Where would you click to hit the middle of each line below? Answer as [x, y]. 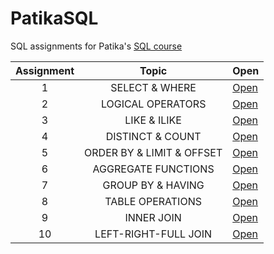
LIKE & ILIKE [153, 120]
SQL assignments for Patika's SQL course [96, 46]
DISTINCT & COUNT [153, 136]
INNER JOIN [153, 217]
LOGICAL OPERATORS [153, 104]
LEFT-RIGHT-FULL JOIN [153, 234]
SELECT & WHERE [153, 87]
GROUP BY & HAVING [153, 185]
